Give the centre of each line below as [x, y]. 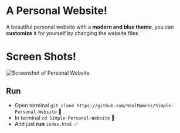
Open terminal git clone [44, 105]
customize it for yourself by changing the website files [72, 33]
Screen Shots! [41, 57]
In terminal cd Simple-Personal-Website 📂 [65, 117]
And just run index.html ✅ [46, 124]
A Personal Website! [57, 11]
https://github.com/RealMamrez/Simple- [125, 106]
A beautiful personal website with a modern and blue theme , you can [90, 27]
